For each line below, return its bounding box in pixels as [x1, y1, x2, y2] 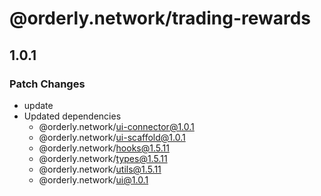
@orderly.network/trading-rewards [9, 7, 312, 30]
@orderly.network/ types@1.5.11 [38, 152, 168, 164]
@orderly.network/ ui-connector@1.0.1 [38, 120, 195, 132]
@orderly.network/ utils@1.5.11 [38, 163, 162, 175]
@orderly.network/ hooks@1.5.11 [38, 142, 170, 154]
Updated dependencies [23, 110, 122, 122]
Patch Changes [9, 77, 86, 91]
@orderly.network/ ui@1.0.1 [38, 173, 149, 186]
